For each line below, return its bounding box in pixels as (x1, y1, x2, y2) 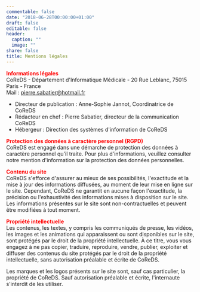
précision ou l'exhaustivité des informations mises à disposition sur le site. (6, 193, 189, 200)
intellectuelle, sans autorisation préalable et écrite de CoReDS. (6, 255, 160, 263)
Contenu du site (6, 168, 47, 175)
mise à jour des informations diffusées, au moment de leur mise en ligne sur (6, 181, 193, 188)
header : (6, 31, 26, 37)
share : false (6, 48, 39, 54)
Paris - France (6, 82, 41, 90)
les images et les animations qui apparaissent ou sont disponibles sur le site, (6, 230, 195, 238)
